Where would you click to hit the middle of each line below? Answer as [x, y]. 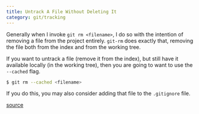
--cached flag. [23, 71]
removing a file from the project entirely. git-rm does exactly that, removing [100, 41]
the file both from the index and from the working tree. [74, 47]
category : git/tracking [36, 17]
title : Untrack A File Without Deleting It [62, 12]
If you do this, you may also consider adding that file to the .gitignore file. [98, 94]
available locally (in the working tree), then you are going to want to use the [99, 65]
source [15, 105]
